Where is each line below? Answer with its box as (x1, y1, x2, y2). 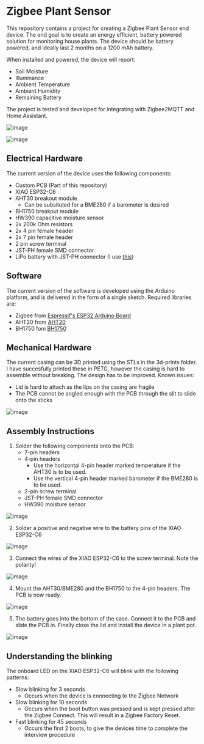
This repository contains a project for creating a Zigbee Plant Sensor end (6, 24, 189, 32)
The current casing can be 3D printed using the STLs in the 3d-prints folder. (6, 359, 197, 366)
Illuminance (15, 74, 44, 81)
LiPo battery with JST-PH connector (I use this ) (15, 252, 134, 260)
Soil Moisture (15, 67, 49, 75)
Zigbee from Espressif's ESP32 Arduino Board (15, 312, 131, 319)
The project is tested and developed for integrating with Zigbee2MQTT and (6, 105, 195, 112)
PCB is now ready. (15, 591, 62, 599)
